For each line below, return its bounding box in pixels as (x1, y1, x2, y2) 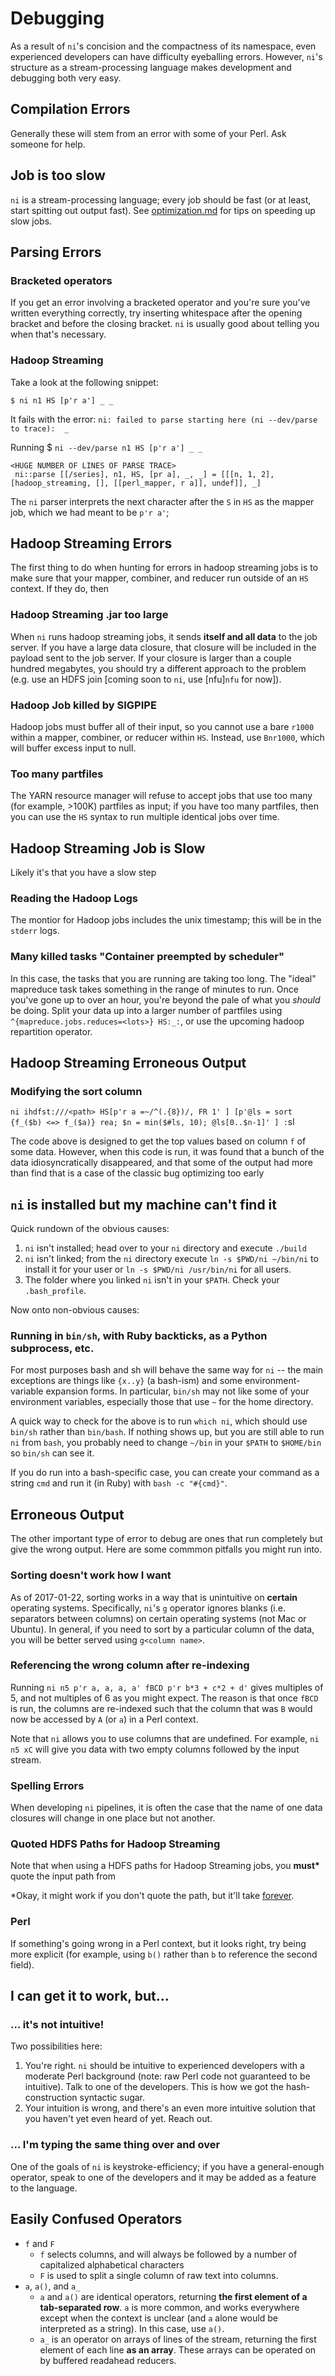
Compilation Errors (10, 101, 131, 118)
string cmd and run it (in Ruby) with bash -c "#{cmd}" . (10, 1477, 228, 1489)
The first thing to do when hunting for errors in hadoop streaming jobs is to (10, 562, 319, 574)
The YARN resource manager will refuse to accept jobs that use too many (10, 790, 313, 802)
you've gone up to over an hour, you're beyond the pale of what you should (10, 993, 321, 1006)
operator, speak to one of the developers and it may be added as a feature (10, 2171, 317, 2183)
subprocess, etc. (10, 1342, 95, 1356)
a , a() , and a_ (24, 2280, 81, 2292)
